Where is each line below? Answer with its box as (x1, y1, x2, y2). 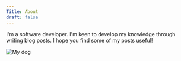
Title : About (6, 8, 39, 15)
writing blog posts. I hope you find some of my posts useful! (6, 37, 153, 44)
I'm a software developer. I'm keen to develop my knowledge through (6, 30, 176, 37)
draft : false (6, 14, 39, 20)
